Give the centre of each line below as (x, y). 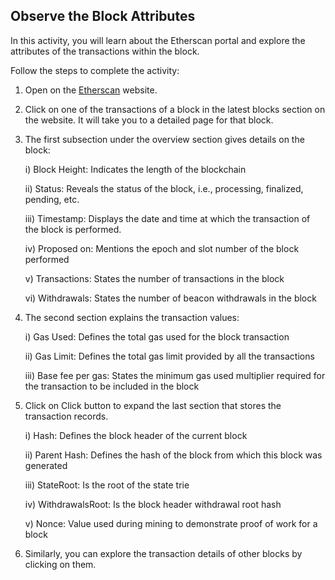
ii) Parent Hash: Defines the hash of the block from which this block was (173, 455)
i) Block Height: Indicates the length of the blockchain (135, 169)
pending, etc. (52, 199)
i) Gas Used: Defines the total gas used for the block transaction (157, 336)
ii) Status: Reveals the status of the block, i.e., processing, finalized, (164, 188)
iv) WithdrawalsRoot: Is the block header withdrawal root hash (153, 504)
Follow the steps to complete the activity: (95, 70)
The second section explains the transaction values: (132, 317)
